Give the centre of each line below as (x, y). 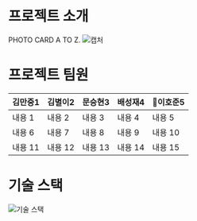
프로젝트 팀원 (48, 75)
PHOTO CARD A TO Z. (44, 40)
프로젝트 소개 (48, 16)
